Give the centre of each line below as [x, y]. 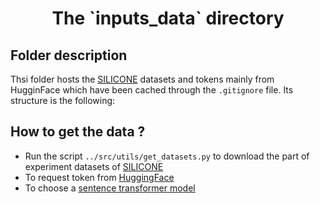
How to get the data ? [78, 132]
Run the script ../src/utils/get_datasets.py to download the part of [167, 156]
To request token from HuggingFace [99, 177]
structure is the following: [63, 100]
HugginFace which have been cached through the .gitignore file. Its [152, 90]
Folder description [69, 55]
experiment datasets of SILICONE [94, 166]
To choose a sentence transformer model [110, 188]
